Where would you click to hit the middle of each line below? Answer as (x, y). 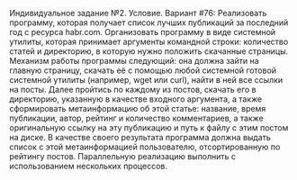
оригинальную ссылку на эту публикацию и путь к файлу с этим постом (149, 128)
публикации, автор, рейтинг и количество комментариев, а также (136, 118)
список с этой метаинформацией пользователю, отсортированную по (145, 147)
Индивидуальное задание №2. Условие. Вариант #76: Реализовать (138, 13)
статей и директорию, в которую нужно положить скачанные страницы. (149, 51)
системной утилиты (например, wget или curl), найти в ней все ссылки (146, 80)
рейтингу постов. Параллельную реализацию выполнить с (123, 156)
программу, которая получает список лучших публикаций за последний (149, 22)
